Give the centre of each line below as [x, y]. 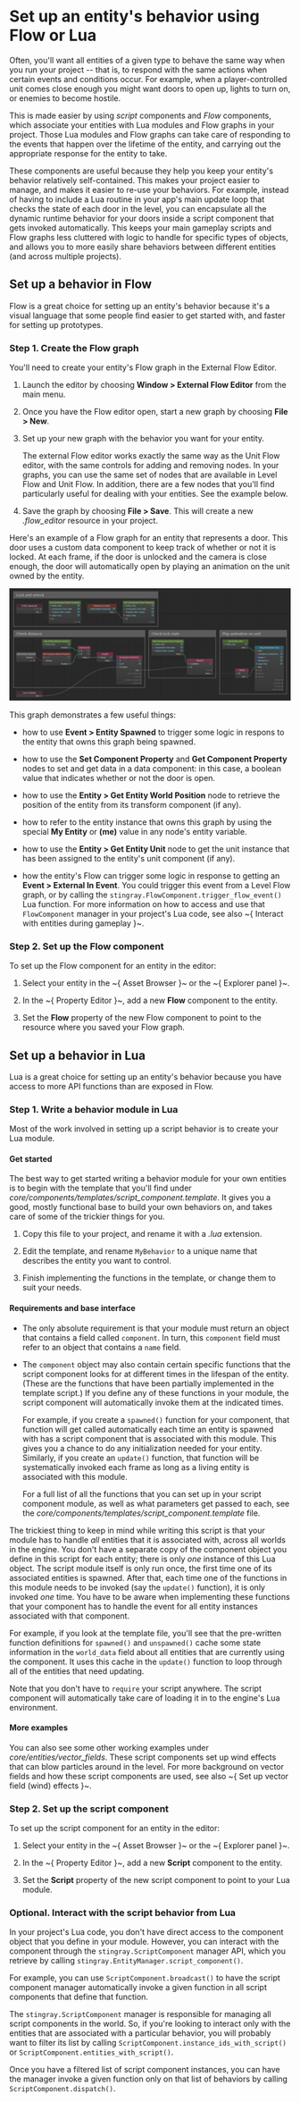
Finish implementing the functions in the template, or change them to [149, 1278]
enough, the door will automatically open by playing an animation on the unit [150, 567]
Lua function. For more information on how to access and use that [143, 904]
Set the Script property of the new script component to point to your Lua [156, 1880]
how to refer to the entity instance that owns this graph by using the [147, 822]
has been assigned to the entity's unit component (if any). [129, 858]
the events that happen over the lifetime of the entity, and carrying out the [145, 144]
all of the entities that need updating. [77, 1671]
